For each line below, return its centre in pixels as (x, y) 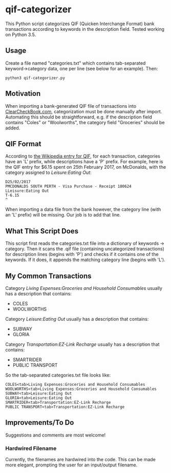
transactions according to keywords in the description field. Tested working (85, 29)
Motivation (23, 94)
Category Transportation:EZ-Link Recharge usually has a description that (82, 344)
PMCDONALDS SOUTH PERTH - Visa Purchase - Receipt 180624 (68, 186)
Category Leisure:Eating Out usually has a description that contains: (77, 319)
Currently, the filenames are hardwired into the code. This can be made (81, 460)
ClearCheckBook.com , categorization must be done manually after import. (84, 111)
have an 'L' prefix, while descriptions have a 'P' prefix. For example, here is (84, 162)
